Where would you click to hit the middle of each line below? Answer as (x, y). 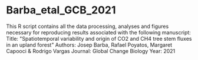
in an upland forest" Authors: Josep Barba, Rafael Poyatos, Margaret (89, 45)
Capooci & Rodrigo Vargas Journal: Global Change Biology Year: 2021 (91, 51)
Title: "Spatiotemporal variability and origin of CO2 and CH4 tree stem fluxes (99, 38)
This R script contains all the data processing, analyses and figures (88, 26)
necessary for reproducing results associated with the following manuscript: (99, 32)
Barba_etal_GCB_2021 (61, 10)
